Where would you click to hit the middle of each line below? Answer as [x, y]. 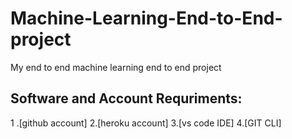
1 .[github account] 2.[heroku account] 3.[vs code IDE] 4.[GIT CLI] [146, 123]
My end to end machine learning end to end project [116, 67]
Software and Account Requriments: [126, 98]
